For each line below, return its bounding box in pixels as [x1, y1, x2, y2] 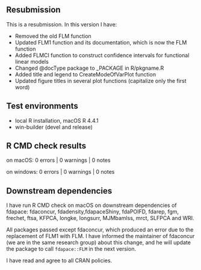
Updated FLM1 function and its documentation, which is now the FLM [14, 38, 187, 46]
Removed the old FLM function [14, 32, 91, 40]
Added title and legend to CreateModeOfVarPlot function [14, 70, 156, 78]
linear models [14, 58, 49, 65]
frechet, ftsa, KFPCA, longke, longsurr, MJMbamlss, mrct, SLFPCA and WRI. [6, 215, 194, 222]
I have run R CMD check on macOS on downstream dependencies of [6, 201, 177, 209]
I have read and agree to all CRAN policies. [6, 257, 113, 264]
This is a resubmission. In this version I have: [6, 20, 117, 28]
